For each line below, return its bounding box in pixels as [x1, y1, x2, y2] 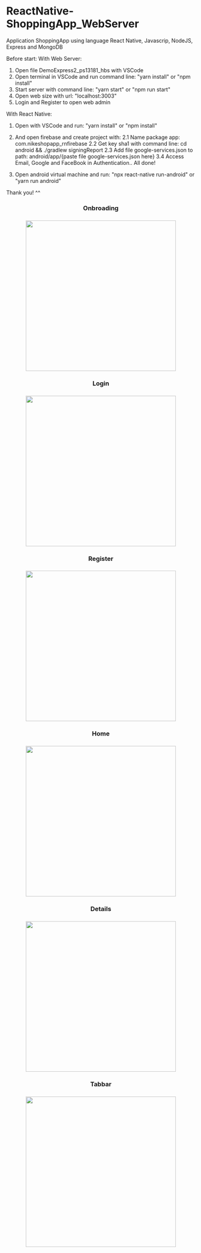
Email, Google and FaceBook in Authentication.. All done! [14, 159, 156, 166]
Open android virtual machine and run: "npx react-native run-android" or [14, 170, 195, 178]
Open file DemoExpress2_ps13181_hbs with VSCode [14, 66, 144, 73]
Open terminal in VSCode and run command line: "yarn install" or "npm [14, 73, 191, 80]
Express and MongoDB [6, 43, 63, 51]
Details [90, 905, 112, 913]
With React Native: [6, 110, 52, 117]
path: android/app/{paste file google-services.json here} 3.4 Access [14, 152, 184, 160]
